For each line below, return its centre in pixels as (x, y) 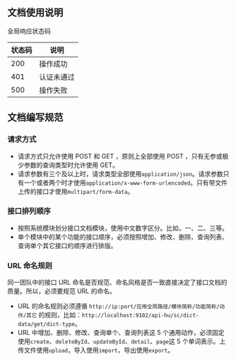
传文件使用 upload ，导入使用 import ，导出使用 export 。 (96, 350)
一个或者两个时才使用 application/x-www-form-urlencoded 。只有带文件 (126, 183)
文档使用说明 (35, 13)
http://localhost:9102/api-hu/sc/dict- (140, 316)
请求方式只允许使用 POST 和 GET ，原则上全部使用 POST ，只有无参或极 (123, 156)
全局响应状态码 (29, 31)
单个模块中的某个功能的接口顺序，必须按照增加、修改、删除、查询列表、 (123, 237)
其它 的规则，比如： (54, 315)
